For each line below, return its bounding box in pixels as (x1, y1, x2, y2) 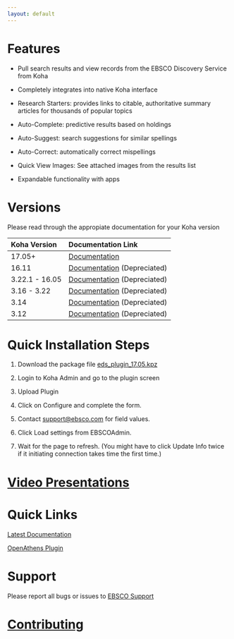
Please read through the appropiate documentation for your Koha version (7, 223, 220, 231)
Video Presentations (7, 474, 130, 490)
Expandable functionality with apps (17, 174, 120, 183)
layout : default (7, 10, 55, 18)
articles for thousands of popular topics (17, 107, 133, 115)
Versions (7, 199, 61, 215)
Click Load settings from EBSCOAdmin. (17, 428, 132, 437)
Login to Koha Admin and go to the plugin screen (17, 374, 160, 382)
